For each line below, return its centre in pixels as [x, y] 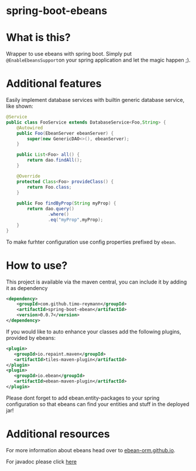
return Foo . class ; [49, 187]
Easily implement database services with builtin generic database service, [95, 100]
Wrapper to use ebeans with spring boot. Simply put [69, 54]
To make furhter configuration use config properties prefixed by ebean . [91, 242]
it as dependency [27, 288]
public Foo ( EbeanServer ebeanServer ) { [65, 133]
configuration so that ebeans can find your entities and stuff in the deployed [98, 404]
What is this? [39, 38]
